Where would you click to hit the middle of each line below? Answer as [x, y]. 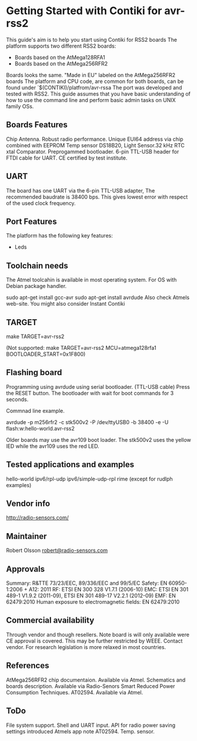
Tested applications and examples [70, 464]
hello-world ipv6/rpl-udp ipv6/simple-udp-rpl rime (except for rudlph [89, 479]
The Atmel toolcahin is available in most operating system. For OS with [91, 280]
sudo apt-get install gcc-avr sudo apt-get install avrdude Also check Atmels [98, 297]
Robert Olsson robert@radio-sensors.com [57, 550]
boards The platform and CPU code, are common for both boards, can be [95, 81]
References [28, 666]
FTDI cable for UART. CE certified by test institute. [67, 158]
